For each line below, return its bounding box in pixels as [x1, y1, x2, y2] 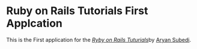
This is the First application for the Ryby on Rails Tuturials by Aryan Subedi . [6, 36, 191, 43]
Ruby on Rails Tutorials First [6, 4, 148, 18]
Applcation [6, 17, 63, 30]
